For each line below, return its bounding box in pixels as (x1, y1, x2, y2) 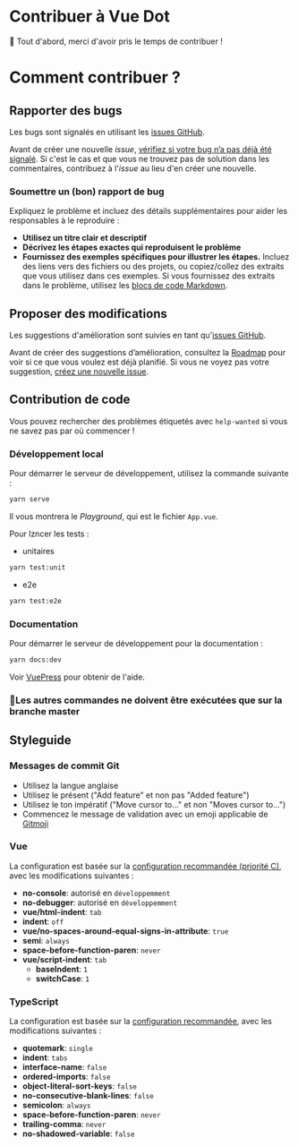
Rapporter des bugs (9, 103, 123, 118)
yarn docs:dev (9, 655, 63, 664)
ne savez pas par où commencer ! (9, 425, 135, 436)
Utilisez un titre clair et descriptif (21, 233, 148, 244)
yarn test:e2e (9, 596, 63, 605)
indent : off (21, 916, 64, 927)
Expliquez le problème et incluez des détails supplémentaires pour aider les (9, 206, 288, 217)
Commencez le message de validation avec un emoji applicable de (21, 808, 268, 819)
